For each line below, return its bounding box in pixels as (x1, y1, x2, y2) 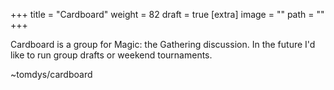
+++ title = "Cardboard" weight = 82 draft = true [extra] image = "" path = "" (10, 9, 325, 20)
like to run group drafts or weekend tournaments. (10, 49, 213, 61)
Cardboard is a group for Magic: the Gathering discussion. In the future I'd (10, 39, 316, 50)
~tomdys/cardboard (10, 69, 93, 80)
